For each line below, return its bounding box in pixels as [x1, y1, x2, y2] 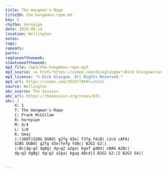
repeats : [5, 46, 24, 51]
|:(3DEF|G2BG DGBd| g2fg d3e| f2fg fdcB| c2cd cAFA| [14, 137, 130, 142]
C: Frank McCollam [14, 112, 54, 118]
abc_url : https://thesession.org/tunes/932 [5, 93, 100, 99]
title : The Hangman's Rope [5, 7, 63, 13]
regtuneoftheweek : [5, 55, 45, 61]
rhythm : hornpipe [5, 22, 43, 27]
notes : [5, 36, 20, 42]
